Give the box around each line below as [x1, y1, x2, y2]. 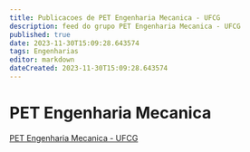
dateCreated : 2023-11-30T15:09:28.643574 [9, 64, 168, 73]
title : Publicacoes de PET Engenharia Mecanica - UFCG [9, 13, 221, 23]
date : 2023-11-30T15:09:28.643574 [9, 38, 140, 48]
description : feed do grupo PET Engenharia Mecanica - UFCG [9, 22, 242, 31]
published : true [9, 30, 71, 39]
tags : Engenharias [9, 47, 79, 56]
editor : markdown [9, 55, 75, 64]
